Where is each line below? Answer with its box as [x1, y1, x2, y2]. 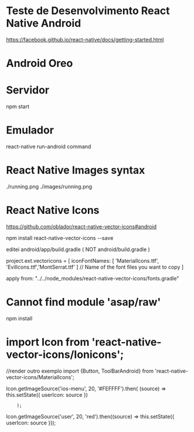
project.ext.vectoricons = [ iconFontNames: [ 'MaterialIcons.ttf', [6, 257, 159, 264]
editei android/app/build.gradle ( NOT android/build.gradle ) [6, 246, 151, 253]
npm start [6, 103, 30, 110]
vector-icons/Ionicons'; [6, 348, 124, 361]
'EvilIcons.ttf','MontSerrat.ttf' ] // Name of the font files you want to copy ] [6, 263, 184, 270]
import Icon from [6, 336, 90, 349]
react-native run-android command [6, 143, 91, 150]
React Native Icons [6, 204, 100, 217]
